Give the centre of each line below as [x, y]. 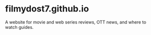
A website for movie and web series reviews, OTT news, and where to [76, 22]
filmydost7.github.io [47, 9]
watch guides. [19, 27]
